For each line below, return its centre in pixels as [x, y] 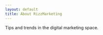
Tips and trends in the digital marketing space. [52, 27]
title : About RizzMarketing [34, 14]
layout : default [21, 9]
